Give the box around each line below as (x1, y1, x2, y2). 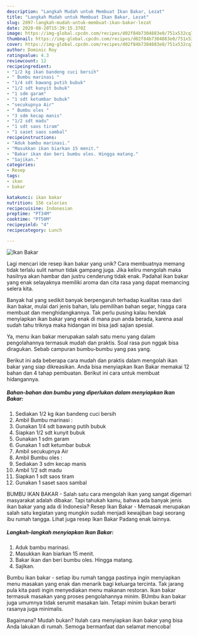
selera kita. (6, 285, 33, 292)
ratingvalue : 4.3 (6, 52, 49, 58)
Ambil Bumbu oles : (15, 454, 62, 461)
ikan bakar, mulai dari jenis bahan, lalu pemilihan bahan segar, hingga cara (6, 303, 187, 310)
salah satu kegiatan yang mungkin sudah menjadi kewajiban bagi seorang (6, 509, 185, 516)
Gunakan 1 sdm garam (15, 435, 70, 442)
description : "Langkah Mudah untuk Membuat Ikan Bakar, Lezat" (6, 8, 165, 15)
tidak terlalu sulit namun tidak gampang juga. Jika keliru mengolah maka (6, 266, 182, 273)
